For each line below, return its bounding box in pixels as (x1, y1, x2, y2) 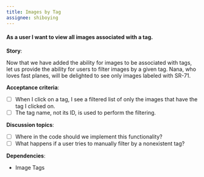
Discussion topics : (6, 121, 55, 128)
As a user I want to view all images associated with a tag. (6, 34, 153, 41)
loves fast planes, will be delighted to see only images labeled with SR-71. (6, 71, 191, 79)
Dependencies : (6, 152, 46, 159)
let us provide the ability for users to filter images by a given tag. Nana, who (6, 65, 197, 73)
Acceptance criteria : (6, 84, 60, 91)
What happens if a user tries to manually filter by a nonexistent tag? (15, 140, 185, 147)
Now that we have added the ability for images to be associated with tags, (6, 59, 192, 66)
